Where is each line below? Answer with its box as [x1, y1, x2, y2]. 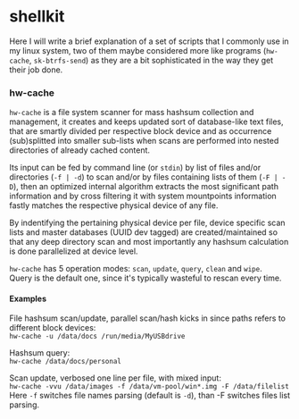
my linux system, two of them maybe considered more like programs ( [9, 45, 267, 55]
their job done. [9, 64, 63, 75]
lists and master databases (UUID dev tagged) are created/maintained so [9, 227, 278, 238]
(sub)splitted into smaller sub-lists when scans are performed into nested [9, 136, 279, 147]
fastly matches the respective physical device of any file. [9, 200, 219, 211]
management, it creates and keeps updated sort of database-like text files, [9, 116, 284, 127]
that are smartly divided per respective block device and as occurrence [9, 126, 272, 137]
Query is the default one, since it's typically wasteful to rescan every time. [9, 272, 282, 283]
